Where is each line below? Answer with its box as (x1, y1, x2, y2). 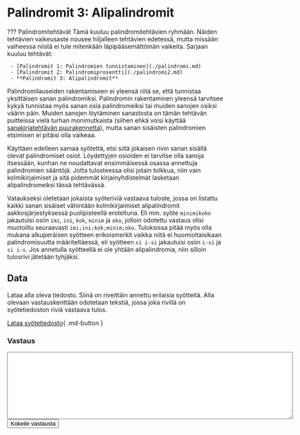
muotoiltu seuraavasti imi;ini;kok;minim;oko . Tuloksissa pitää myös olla (7, 223, 212, 231)
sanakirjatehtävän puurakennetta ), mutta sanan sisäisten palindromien (7, 123, 206, 131)
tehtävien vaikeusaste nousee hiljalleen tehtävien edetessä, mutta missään (7, 34, 219, 43)
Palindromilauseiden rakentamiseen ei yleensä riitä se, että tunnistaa (7, 87, 202, 95)
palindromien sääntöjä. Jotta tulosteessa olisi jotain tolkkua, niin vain (7, 166, 201, 174)
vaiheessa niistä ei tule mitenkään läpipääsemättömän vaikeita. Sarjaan (7, 42, 208, 50)
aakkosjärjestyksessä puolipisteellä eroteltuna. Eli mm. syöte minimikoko (7, 209, 211, 217)
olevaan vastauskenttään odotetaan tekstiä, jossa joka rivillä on (7, 298, 186, 306)
